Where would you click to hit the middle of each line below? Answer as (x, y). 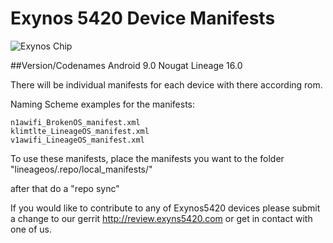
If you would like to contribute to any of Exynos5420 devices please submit (165, 208)
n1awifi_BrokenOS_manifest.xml (75, 122)
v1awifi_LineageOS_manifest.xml (77, 140)
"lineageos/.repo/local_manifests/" (81, 169)
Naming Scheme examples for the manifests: (103, 104)
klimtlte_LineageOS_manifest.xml (80, 131)
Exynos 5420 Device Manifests (143, 18)
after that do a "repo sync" (65, 188)
